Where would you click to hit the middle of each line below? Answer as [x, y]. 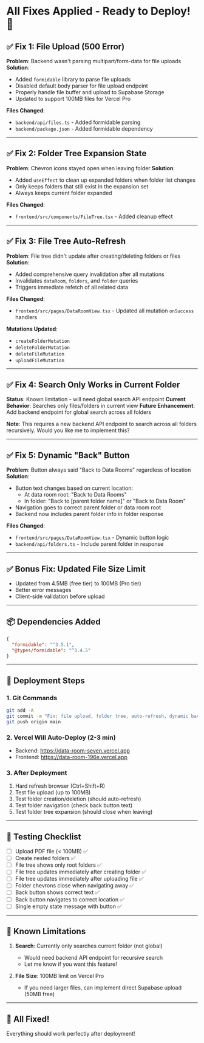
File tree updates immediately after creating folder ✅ [81, 872]
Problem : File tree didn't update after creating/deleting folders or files [93, 256]
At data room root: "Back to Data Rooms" [75, 495]
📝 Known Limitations [46, 931]
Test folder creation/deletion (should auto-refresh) [78, 799]
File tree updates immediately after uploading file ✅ [79, 879]
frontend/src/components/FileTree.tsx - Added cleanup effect [94, 216]
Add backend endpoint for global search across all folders [79, 412]
